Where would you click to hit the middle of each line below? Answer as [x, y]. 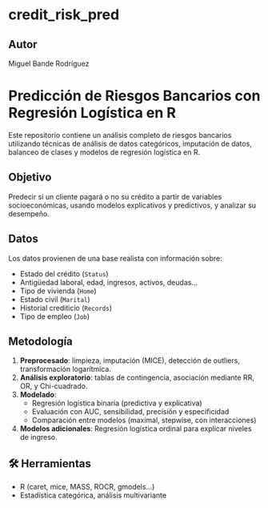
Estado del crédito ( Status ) [64, 273]
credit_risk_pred [64, 15]
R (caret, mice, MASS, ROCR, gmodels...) [87, 487]
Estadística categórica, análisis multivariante [93, 495]
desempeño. [29, 213]
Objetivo [30, 177]
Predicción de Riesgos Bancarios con [134, 96]
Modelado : [38, 395]
